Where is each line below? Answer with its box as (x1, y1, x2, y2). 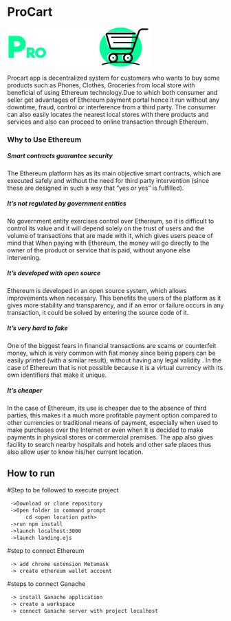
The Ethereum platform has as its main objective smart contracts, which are (7, 169, 221, 177)
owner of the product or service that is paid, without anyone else (7, 246, 190, 254)
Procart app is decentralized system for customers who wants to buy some (7, 74, 220, 82)
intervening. (7, 253, 41, 261)
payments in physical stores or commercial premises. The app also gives (7, 433, 213, 441)
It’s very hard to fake (7, 324, 68, 332)
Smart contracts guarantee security (7, 152, 113, 160)
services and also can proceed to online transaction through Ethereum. (7, 118, 208, 126)
